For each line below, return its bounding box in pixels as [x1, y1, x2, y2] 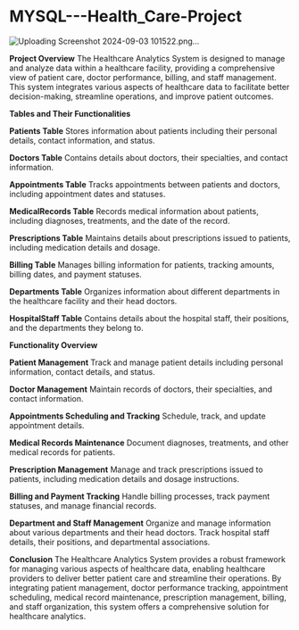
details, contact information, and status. [9, 135, 155, 145]
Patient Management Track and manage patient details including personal [9, 357, 284, 368]
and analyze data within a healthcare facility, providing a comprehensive [9, 62, 275, 73]
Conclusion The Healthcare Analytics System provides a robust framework [9, 553, 286, 564]
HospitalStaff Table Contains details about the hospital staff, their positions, [9, 312, 289, 323]
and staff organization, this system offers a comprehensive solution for [9, 601, 270, 612]
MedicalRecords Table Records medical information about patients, [9, 205, 259, 216]
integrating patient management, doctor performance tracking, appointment [9, 582, 288, 593]
